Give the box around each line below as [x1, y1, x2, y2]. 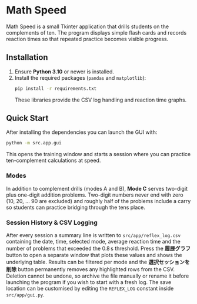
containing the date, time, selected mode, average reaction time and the [6, 238, 181, 245]
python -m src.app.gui [6, 140, 62, 146]
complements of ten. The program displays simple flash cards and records [6, 29, 187, 36]
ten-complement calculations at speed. [6, 157, 101, 164]
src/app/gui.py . [6, 291, 45, 298]
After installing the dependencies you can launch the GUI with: [6, 129, 158, 136]
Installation [6, 52, 48, 62]
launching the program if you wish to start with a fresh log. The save [6, 278, 172, 285]
